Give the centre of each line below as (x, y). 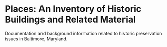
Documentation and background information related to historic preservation (83, 33)
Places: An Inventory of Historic (73, 9)
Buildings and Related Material (70, 20)
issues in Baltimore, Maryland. (36, 39)
